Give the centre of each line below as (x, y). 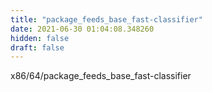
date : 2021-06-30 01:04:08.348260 (82, 29)
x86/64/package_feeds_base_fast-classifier (101, 76)
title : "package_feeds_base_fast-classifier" (106, 19)
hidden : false (40, 38)
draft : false (37, 47)
